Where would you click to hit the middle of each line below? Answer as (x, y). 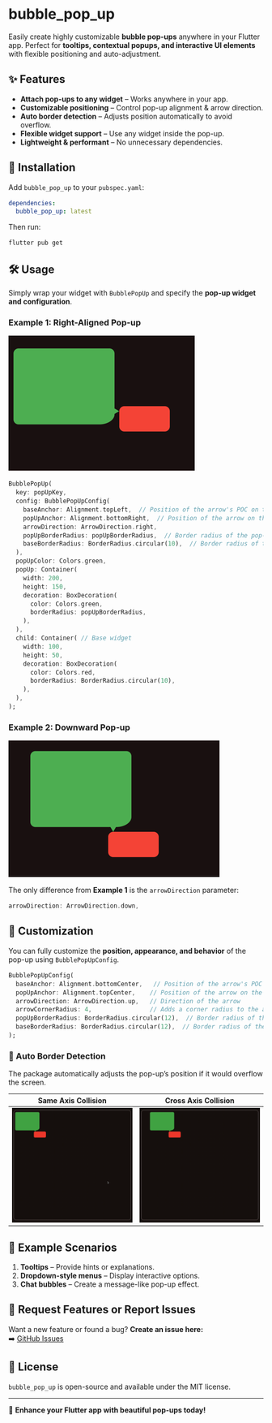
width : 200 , (43, 578)
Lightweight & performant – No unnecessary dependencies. (121, 142)
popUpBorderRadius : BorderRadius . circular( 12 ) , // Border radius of (135, 1018)
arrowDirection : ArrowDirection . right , (90, 527)
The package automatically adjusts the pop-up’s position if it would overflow (136, 1074)
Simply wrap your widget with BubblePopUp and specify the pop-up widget (132, 293)
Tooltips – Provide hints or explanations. (87, 1266)
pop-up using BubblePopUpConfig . (64, 959)
